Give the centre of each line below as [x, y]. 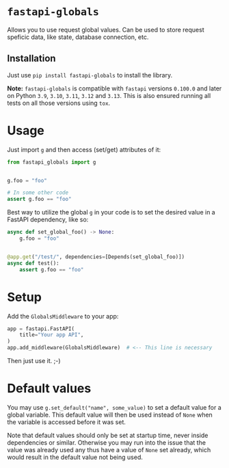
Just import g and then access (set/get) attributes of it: [84, 149]
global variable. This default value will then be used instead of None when [110, 415]
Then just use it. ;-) [34, 361]
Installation [31, 59]
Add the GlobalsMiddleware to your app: [63, 316]
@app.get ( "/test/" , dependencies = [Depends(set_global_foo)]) [96, 257]
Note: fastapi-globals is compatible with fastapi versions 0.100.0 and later [114, 88]
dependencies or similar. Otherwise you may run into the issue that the [107, 442]
